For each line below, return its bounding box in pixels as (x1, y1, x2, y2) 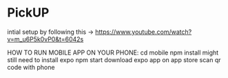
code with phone (7, 63, 55, 71)
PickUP (7, 5, 50, 21)
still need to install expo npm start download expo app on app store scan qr (7, 55, 222, 64)
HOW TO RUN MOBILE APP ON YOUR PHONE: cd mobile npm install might (7, 48, 219, 57)
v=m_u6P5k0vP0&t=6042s (7, 35, 84, 43)
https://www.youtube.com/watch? (95, 28, 192, 36)
